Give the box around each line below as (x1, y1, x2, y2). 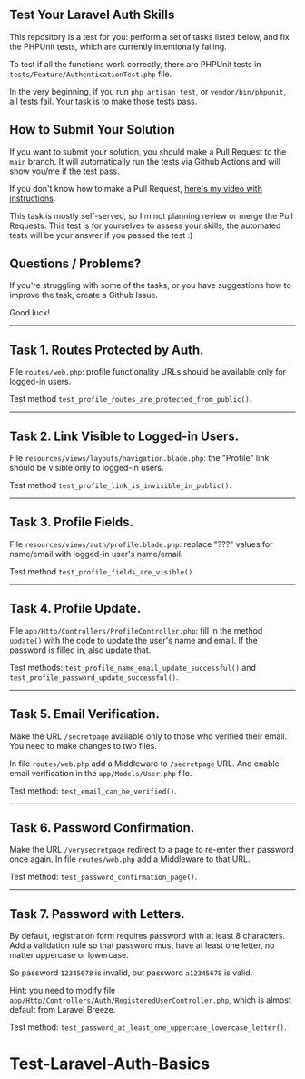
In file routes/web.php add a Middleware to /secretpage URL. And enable (9, 758, 280, 769)
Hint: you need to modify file (9, 985, 116, 996)
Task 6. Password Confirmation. (9, 820, 195, 835)
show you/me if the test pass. (9, 165, 120, 176)
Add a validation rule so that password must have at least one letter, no (9, 940, 275, 951)
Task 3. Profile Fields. (9, 515, 134, 530)
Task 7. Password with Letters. (9, 906, 185, 922)
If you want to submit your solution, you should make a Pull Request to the (9, 145, 287, 157)
